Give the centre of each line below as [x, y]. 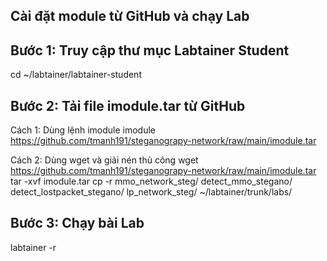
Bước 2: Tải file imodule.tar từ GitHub [128, 105]
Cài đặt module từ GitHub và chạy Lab [130, 16]
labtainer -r [33, 247]
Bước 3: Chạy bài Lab [77, 223]
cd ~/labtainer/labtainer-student [76, 75]
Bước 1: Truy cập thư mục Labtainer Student [150, 50]
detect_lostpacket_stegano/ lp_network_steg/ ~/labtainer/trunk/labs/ [151, 192]
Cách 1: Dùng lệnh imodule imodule [83, 130]
